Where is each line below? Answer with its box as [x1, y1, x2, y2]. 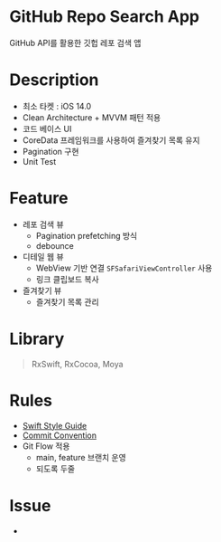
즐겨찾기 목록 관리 [35, 296, 99, 307]
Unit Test [22, 156, 57, 166]
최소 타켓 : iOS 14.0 [22, 100, 92, 111]
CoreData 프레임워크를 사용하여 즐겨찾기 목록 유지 [22, 134, 200, 146]
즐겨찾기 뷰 [22, 285, 62, 296]
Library [9, 328, 65, 349]
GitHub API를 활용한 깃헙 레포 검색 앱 [9, 37, 142, 48]
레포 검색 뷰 [22, 219, 65, 230]
